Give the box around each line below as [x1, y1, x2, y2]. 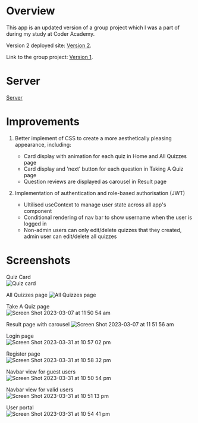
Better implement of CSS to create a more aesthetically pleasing [14, 134, 172, 141]
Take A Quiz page [6, 302, 50, 310]
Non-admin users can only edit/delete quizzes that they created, [23, 226, 182, 233]
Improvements [6, 115, 80, 129]
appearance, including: [14, 141, 71, 148]
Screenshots [6, 254, 71, 267]
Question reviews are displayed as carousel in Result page [23, 178, 167, 185]
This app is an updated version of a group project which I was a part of [6, 24, 180, 31]
